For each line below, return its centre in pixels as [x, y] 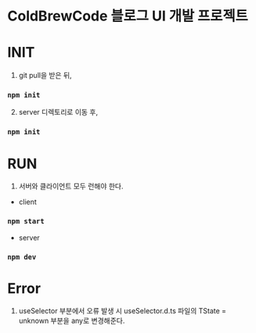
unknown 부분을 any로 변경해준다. [72, 321]
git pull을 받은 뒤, [45, 75]
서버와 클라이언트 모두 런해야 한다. [71, 186]
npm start [26, 221]
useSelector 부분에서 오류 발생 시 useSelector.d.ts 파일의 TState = [123, 311]
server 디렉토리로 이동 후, [58, 112]
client [27, 202]
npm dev [22, 257]
